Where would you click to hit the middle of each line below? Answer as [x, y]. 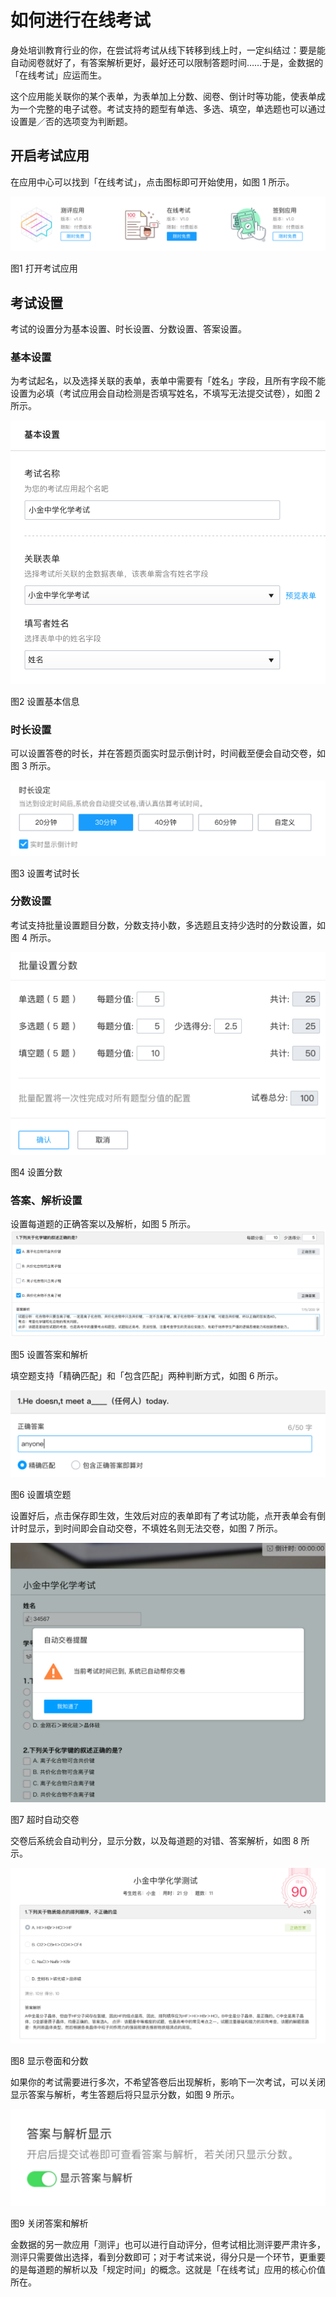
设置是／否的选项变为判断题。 [71, 121]
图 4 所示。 [33, 937]
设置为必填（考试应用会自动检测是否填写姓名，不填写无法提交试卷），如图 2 [165, 393]
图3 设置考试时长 [45, 873]
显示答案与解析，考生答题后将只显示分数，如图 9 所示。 [125, 2094]
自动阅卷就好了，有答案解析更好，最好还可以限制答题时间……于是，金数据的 [167, 62]
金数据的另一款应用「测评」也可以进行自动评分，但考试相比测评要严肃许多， [168, 2244]
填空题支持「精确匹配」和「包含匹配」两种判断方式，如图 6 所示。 [147, 1375]
